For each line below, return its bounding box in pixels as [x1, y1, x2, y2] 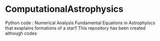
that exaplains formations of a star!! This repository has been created [5, 25, 146, 31]
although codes [5, 30, 37, 36]
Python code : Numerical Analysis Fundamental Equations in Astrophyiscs [5, 20, 156, 26]
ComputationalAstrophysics [5, 3, 123, 15]
